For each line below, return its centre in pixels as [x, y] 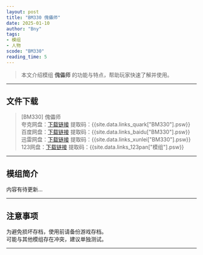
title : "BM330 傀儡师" [34, 18]
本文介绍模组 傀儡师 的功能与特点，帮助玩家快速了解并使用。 [97, 75]
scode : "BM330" [25, 51]
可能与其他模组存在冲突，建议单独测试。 [56, 239]
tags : [13, 34]
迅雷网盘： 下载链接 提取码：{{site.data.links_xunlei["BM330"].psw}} [106, 140]
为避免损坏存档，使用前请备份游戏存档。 [56, 232]
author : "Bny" [24, 29]
